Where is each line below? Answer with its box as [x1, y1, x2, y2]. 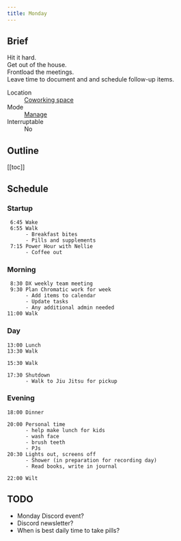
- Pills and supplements [25, 237, 96, 244]
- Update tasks [25, 299, 69, 305]
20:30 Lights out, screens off [7, 451, 96, 457]
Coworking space [24, 96, 74, 104]
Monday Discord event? [16, 512, 84, 520]
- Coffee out [25, 249, 63, 255]
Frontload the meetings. [7, 68, 74, 76]
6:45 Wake [10, 218, 38, 226]
